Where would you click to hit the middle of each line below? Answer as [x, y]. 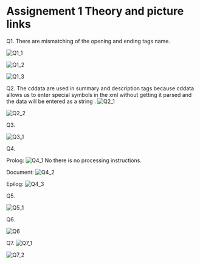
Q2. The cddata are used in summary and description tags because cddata [100, 88]
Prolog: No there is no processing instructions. [74, 160]
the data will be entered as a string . [51, 101]
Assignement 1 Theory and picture [95, 11]
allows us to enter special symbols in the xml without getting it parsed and [99, 95]
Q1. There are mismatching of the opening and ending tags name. [88, 41]
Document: [20, 172]
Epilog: [15, 184]
